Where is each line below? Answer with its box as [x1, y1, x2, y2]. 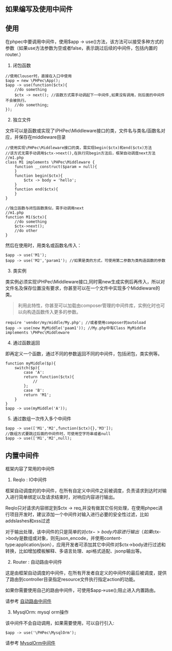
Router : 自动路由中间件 [12, 559, 62, 565]
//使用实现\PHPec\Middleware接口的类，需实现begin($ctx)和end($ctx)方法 [5, 146, 152, 151]
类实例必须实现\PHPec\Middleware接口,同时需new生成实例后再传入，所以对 [5, 279, 165, 285]
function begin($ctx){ [14, 173, 63, 178]
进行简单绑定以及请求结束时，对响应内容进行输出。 [9, 494, 118, 500]
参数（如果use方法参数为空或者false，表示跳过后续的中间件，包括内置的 [5, 45, 158, 51]
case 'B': [24, 388, 45, 393]
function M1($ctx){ [5, 215, 47, 220]
